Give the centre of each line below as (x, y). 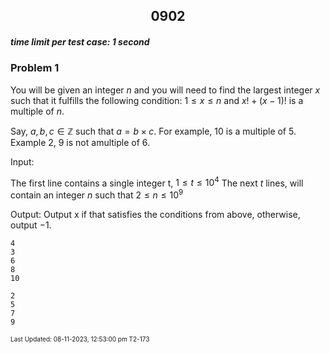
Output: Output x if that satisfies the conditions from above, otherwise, (155, 215)
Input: (22, 161)
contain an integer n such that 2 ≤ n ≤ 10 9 (97, 194)
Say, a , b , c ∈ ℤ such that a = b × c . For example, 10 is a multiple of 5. (153, 131)
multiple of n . (37, 111)
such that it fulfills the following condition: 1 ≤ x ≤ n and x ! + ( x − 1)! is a (157, 100)
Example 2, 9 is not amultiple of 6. (80, 142)
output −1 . (31, 225)
